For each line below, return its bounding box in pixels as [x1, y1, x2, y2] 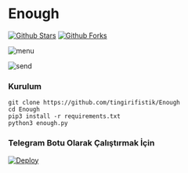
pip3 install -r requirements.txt [8, 112, 121, 120]
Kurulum [8, 80, 42, 91]
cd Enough [8, 105, 41, 114]
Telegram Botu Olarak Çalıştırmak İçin [8, 138, 155, 149]
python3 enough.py [8, 120, 68, 127]
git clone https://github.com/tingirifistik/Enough [8, 99, 180, 107]
